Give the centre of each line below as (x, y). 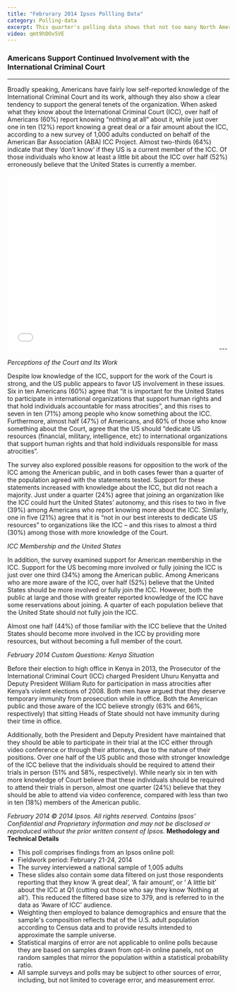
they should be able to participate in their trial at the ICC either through (110, 742)
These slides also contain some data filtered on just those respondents (120, 874)
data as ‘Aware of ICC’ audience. (65, 905)
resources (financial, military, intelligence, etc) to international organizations (117, 436)
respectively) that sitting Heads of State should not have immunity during (114, 713)
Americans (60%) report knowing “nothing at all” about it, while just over (113, 119)
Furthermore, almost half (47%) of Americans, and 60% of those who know (117, 421)
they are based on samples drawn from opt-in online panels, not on (115, 950)
